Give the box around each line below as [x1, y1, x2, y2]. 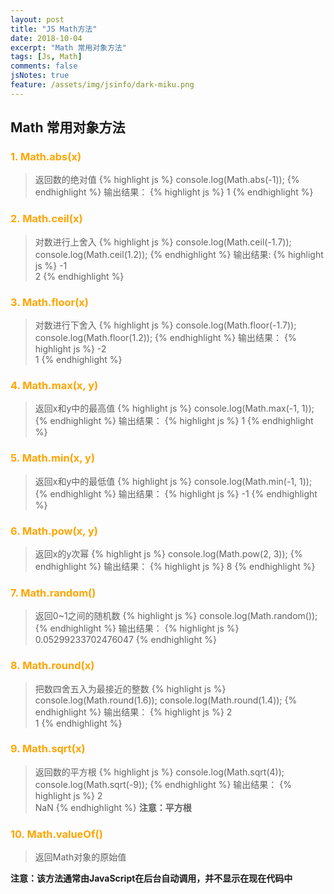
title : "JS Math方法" [10, 24, 98, 34]
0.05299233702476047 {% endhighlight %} [34, 634, 217, 646]
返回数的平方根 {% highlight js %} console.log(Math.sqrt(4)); [34, 766, 285, 778]
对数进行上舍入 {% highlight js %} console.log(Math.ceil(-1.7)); [34, 236, 292, 248]
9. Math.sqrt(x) [10, 742, 86, 756]
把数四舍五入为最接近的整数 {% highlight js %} [34, 682, 227, 695]
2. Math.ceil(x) [10, 212, 83, 226]
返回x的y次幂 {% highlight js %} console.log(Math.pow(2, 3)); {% [34, 547, 303, 560]
